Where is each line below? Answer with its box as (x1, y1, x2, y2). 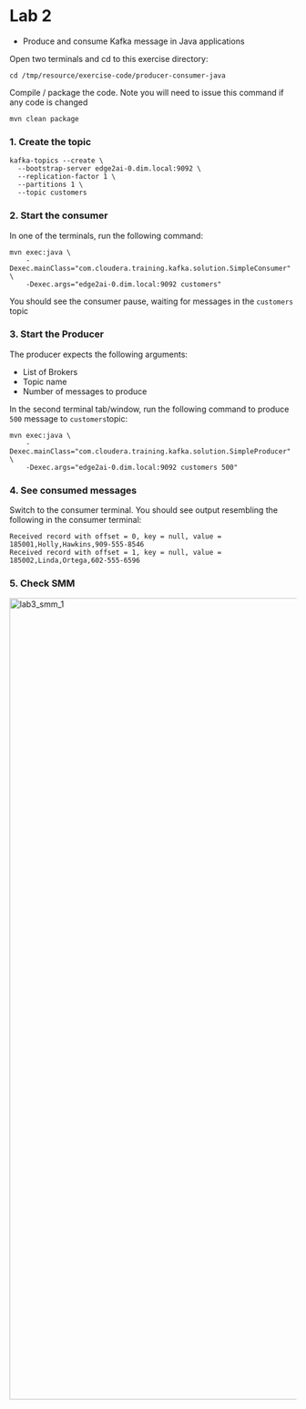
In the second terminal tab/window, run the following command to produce (9, 403, 290, 414)
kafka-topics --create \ (9, 156, 104, 165)
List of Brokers (22, 366, 78, 377)
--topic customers (17, 188, 88, 197)
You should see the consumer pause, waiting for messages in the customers (9, 296, 294, 307)
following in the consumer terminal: (9, 515, 142, 526)
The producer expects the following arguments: (9, 349, 189, 360)
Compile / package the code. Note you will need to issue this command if (9, 87, 284, 98)
